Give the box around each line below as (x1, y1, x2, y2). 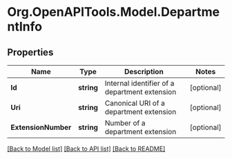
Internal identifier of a (104, 79, 175, 88)
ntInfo (7, 19, 43, 35)
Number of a (104, 118, 146, 128)
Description (124, 67, 164, 76)
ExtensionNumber (10, 122, 72, 132)
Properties (7, 46, 54, 58)
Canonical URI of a (104, 98, 166, 108)
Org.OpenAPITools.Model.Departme (7, 4, 220, 20)
